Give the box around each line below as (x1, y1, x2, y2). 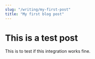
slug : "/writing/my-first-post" (5, 7, 71, 12)
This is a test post (5, 32, 78, 44)
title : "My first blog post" (5, 12, 64, 16)
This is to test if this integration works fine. (5, 48, 91, 54)
